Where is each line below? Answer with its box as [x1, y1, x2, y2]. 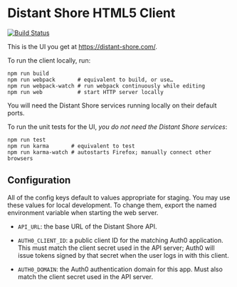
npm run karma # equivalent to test [7, 142, 135, 150]
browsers [7, 155, 33, 162]
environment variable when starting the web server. [7, 208, 159, 216]
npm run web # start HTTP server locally [7, 88, 164, 95]
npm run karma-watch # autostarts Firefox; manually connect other [7, 148, 212, 156]
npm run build [7, 70, 50, 77]
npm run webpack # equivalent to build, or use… [7, 76, 174, 83]
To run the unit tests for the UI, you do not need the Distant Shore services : [7, 122, 228, 131]
